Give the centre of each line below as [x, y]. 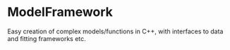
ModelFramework [60, 12]
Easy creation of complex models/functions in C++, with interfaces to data [115, 31]
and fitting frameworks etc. [47, 38]
